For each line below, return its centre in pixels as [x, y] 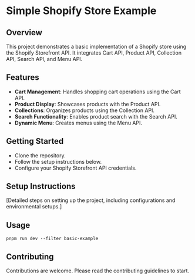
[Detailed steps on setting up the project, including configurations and [91, 200]
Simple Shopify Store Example [81, 11]
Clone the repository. [40, 155]
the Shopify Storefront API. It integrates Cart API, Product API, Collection [94, 53]
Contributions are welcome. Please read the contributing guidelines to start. [98, 271]
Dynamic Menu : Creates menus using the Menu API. [78, 123]
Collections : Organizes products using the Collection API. [84, 110]
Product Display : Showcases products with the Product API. [88, 104]
